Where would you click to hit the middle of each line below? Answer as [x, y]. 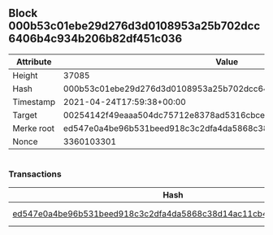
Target [25, 115]
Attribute [34, 62]
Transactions [35, 174]
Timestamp [34, 102]
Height [25, 75]
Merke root [34, 128]
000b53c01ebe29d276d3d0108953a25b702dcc [134, 26]
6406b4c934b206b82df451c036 [95, 39]
